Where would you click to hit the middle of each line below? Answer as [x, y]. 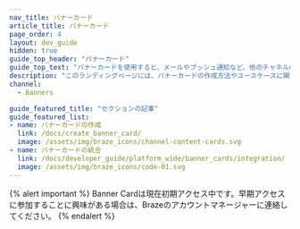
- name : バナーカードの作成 [55, 125]
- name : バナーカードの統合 [55, 150]
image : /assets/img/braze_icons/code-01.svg [101, 166]
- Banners [35, 92]
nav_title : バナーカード [51, 17]
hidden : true [33, 51]
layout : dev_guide [43, 42]
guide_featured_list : [50, 117]
